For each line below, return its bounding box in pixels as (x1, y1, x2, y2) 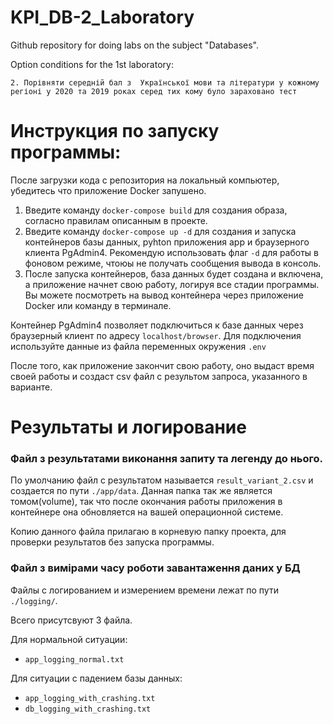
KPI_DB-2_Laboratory (10, 6, 195, 29)
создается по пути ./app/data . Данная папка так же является (10, 485, 273, 497)
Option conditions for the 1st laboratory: (10, 58, 174, 70)
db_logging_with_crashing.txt (24, 704, 152, 714)
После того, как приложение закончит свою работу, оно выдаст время (10, 359, 315, 371)
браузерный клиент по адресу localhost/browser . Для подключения (10, 329, 302, 341)
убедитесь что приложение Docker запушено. (10, 184, 207, 196)
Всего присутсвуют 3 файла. (10, 614, 133, 626)
